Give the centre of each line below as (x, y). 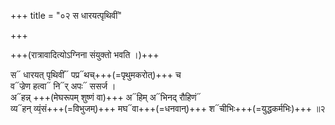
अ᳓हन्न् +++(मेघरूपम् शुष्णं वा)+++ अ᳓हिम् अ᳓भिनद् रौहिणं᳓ (106, 97)
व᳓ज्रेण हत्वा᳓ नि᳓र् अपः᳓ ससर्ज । (63, 86)
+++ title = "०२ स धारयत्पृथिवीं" (66, 15)
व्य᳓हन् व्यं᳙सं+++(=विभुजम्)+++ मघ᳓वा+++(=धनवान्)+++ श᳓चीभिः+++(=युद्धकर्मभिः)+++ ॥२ (168, 108)
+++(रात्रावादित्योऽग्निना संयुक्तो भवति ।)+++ (85, 54)
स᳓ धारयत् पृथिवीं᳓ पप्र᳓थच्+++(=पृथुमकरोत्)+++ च (96, 74)
